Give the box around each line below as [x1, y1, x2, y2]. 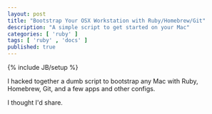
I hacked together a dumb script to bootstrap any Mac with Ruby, [7, 77, 198, 85]
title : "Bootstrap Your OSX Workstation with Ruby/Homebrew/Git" [7, 17, 206, 24]
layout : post [7, 10, 46, 18]
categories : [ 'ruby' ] [7, 30, 79, 38]
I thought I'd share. [7, 98, 63, 107]
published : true [7, 43, 56, 51]
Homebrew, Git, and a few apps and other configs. [7, 85, 156, 93]
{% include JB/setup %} [7, 63, 79, 71]
